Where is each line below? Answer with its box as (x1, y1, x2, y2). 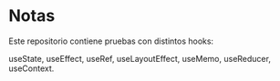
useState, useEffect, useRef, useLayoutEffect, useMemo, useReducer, (8, 53, 271, 64)
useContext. (8, 63, 55, 74)
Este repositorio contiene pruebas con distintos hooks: (8, 35, 214, 46)
